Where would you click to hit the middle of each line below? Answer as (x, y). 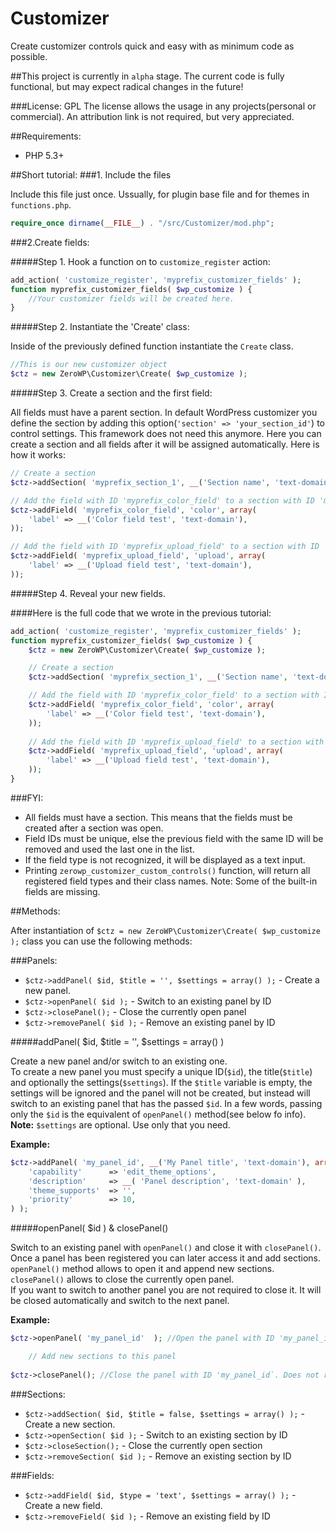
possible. (29, 56)
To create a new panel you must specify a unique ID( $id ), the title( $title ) (161, 1071)
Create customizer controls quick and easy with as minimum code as (152, 46)
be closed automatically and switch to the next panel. (120, 1301)
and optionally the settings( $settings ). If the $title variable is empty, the (161, 1082)
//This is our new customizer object (89, 365)
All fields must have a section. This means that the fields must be (158, 817)
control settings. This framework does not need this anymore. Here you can (166, 434)
